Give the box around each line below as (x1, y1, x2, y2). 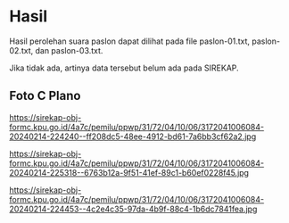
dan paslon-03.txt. (35, 45, 103, 55)
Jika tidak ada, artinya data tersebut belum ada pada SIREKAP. (9, 62, 239, 73)
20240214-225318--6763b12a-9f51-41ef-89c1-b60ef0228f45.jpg (9, 167, 250, 178)
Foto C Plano (9, 88, 81, 103)
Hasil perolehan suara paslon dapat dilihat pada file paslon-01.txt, (9, 36, 251, 46)
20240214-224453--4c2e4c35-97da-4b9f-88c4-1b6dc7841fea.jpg (9, 203, 258, 214)
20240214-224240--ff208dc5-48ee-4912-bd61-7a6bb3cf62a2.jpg (9, 131, 257, 142)
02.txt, (9, 45, 34, 55)
